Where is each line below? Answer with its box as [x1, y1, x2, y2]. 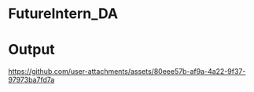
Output [8, 41, 55, 59]
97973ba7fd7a [8, 75, 55, 85]
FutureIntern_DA [8, 5, 119, 23]
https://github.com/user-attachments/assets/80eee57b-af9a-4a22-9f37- [8, 67, 246, 76]
